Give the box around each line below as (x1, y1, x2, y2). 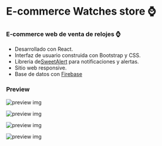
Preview (6, 85, 30, 94)
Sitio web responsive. (14, 64, 67, 71)
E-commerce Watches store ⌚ (6, 5, 156, 18)
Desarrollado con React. (14, 45, 73, 53)
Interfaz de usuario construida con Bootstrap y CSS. (14, 52, 141, 59)
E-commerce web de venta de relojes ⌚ (6, 30, 121, 38)
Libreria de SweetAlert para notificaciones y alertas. (14, 58, 139, 65)
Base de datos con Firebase (14, 71, 83, 78)
